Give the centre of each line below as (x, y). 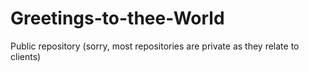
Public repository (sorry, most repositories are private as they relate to (155, 46)
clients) (26, 56)
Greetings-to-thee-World (117, 18)
